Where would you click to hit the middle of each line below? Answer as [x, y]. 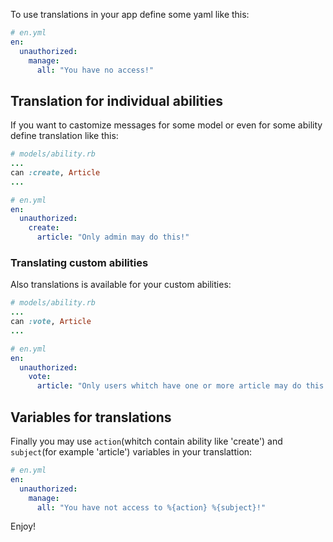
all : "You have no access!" [95, 70]
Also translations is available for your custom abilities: [121, 285]
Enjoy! [23, 526]
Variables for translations [91, 417]
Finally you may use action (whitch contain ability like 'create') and [146, 441]
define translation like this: [64, 136]
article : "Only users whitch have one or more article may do [169, 386]
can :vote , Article [51, 322]
